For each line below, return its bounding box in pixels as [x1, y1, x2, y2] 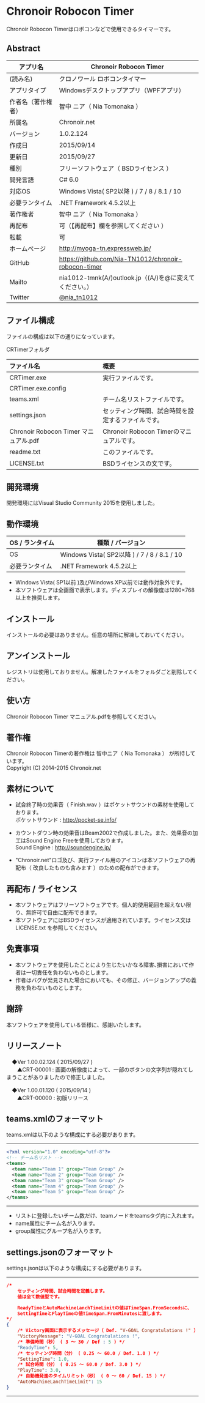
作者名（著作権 [9, 97, 53, 106]
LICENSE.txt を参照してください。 [15, 924, 101, 931]
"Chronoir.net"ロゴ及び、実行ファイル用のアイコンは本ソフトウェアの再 [15, 857, 196, 864]
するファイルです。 [109, 415, 164, 424]
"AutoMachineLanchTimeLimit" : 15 [17, 1379, 103, 1385]
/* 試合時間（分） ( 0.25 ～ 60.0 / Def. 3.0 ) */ [17, 1361, 142, 1368]
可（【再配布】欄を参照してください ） [59, 221, 168, 230]
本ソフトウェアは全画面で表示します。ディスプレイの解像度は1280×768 [15, 586, 195, 594]
